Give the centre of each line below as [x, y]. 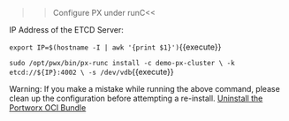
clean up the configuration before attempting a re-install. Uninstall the [136, 98]
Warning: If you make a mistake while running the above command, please [144, 89]
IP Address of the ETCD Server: [66, 30]
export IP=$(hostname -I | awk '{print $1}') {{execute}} [115, 47]
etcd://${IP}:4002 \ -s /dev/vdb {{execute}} [91, 72]
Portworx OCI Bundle [48, 108]
